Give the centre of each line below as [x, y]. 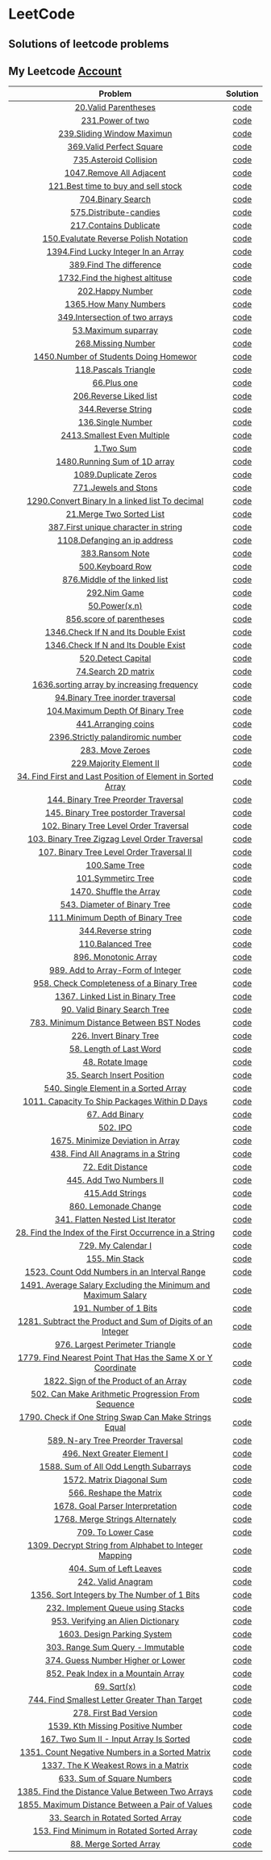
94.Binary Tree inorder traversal [115, 697]
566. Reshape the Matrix [115, 1493]
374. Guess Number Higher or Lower [115, 1661]
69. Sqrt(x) [115, 1686]
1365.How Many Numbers [115, 304]
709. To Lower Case [115, 1532]
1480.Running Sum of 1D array [115, 462]
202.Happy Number [115, 291]
